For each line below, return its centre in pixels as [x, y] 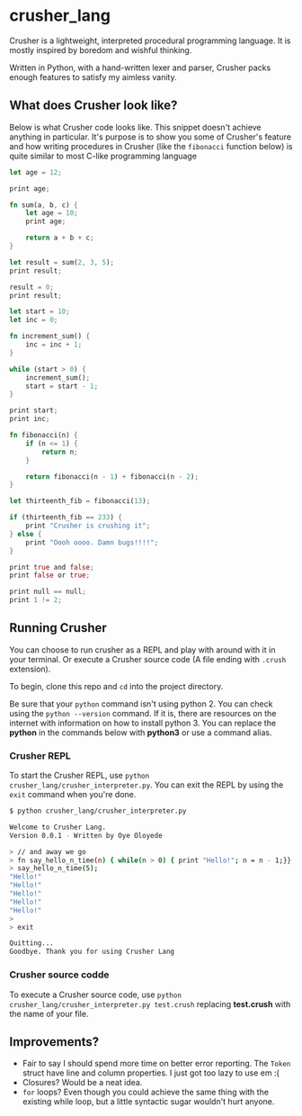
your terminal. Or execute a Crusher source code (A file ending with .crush [148, 659]
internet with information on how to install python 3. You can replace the [143, 723]
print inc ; [30, 419]
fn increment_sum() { [50, 337]
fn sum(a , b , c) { [44, 205]
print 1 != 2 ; [36, 600]
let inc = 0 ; [34, 320]
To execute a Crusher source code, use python [96, 994]
